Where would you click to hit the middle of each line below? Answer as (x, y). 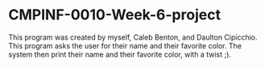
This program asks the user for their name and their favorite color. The (125, 45)
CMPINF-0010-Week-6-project (115, 15)
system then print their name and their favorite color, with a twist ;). (120, 54)
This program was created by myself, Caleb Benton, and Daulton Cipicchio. (133, 37)
